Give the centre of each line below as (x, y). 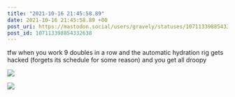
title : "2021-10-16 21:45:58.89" (56, 14)
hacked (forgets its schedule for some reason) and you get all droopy (107, 60)
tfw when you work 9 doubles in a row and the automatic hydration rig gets (115, 53)
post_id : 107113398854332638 (50, 33)
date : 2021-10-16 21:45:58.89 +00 (58, 20)
